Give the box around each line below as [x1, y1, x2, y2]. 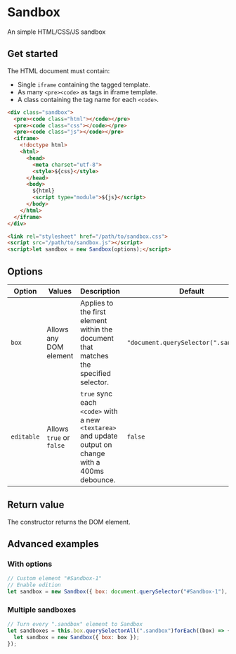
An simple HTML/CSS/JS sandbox [7, 27, 106, 36]
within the [80, 325, 113, 334]
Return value [7, 499, 65, 511]
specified [80, 368, 111, 378]
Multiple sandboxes [7, 605, 77, 615]
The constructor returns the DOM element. [7, 517, 131, 526]
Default [178, 286, 205, 296]
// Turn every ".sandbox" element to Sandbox [7, 621, 143, 628]
